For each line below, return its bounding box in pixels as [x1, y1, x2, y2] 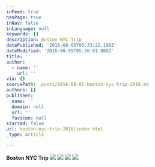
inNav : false [6, 20, 39, 26]
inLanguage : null [6, 25, 50, 32]
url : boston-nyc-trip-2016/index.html [6, 126, 103, 132]
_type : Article [6, 132, 44, 138]
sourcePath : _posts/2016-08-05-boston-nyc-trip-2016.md [6, 82, 149, 88]
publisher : [6, 93, 34, 99]
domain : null [11, 103, 44, 110]
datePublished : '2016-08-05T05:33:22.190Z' [6, 43, 117, 49]
